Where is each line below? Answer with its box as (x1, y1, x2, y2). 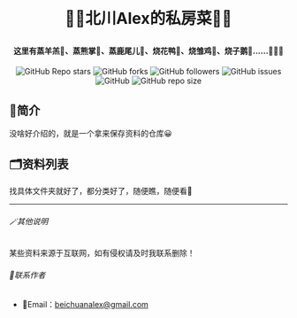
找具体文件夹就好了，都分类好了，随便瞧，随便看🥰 (9, 186, 193, 197)
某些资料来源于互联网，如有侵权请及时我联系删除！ (9, 248, 195, 259)
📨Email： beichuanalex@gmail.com (21, 299, 148, 309)
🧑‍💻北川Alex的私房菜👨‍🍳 (65, 9, 232, 28)
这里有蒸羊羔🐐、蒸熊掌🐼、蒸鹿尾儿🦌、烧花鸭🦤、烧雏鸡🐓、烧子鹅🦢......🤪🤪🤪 (12, 46, 285, 56)
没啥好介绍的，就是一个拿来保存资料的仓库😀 (9, 128, 172, 139)
